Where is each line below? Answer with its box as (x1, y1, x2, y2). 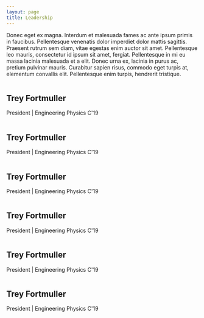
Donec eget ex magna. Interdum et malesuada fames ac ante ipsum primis (6, 31, 193, 38)
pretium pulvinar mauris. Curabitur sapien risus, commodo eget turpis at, (6, 63, 189, 71)
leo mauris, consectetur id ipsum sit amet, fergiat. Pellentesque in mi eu (6, 51, 186, 58)
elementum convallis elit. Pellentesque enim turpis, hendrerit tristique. (6, 70, 181, 77)
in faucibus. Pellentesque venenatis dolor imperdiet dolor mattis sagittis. (6, 38, 188, 45)
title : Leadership (6, 15, 53, 21)
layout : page (6, 9, 40, 15)
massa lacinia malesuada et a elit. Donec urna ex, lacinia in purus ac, (6, 57, 178, 65)
